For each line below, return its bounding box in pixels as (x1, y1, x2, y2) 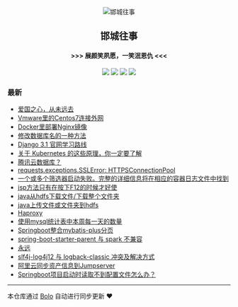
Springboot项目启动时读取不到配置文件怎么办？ (17, 270, 156, 279)
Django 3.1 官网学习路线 (17, 140, 87, 149)
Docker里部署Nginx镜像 (17, 122, 87, 131)
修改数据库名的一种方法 (17, 131, 86, 139)
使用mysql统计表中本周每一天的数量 (17, 216, 123, 226)
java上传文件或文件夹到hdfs (17, 200, 99, 209)
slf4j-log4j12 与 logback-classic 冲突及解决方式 (17, 252, 155, 261)
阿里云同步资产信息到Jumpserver (17, 261, 115, 270)
